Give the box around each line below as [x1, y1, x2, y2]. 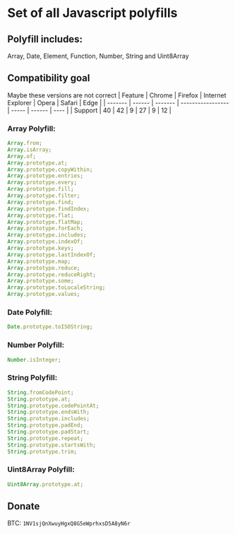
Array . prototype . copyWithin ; [7, 166, 93, 173]
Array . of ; [7, 153, 37, 160]
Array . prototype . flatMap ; [7, 218, 83, 225]
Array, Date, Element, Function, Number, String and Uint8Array [7, 52, 189, 60]
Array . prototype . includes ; [7, 232, 87, 239]
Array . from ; [7, 140, 42, 147]
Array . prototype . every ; [7, 179, 78, 186]
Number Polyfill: [7, 340, 65, 350]
